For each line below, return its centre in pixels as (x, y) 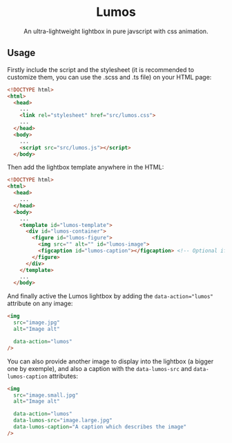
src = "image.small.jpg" (46, 395)
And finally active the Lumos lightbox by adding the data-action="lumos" (110, 296)
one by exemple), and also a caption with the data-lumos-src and (99, 368)
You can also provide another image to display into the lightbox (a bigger (110, 361)
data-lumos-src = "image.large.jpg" (63, 421)
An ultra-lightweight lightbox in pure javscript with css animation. (116, 31)
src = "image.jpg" (37, 323)
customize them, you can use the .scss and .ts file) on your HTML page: (109, 77)
